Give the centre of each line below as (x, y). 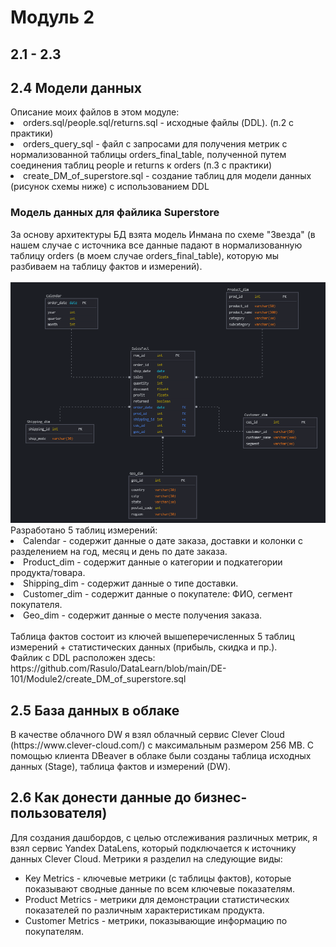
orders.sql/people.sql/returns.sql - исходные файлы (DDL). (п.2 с (159, 123)
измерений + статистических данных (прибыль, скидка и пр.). (144, 647)
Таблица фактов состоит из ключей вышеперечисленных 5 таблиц (152, 637)
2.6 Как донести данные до (101, 797)
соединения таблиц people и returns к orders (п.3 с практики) (141, 165)
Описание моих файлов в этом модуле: (95, 112)
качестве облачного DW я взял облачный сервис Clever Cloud (151, 734)
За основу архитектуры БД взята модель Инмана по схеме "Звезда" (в (163, 234)
